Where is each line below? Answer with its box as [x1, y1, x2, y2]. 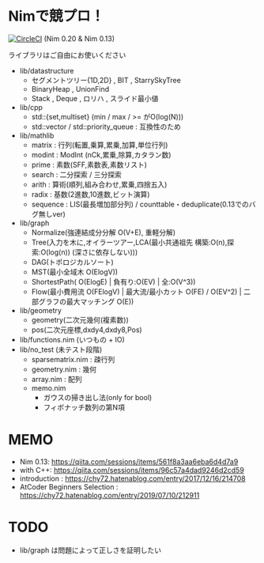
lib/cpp [19, 102, 43, 111]
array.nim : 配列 [31, 374, 82, 384]
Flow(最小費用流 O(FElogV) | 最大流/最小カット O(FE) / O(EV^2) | [31, 286, 243, 297]
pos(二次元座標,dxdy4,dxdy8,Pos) [31, 325, 142, 334]
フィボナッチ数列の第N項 [43, 402, 125, 412]
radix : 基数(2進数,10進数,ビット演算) [31, 189, 150, 198]
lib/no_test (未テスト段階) [19, 345, 103, 354]
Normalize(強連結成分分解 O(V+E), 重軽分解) [31, 227, 176, 237]
